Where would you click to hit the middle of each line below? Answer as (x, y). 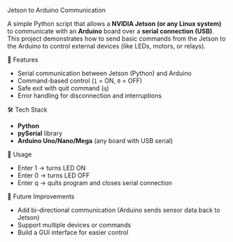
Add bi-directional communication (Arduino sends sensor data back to (119, 210)
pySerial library (40, 133)
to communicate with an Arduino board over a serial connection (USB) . (111, 31)
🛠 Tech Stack (27, 109)
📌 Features (23, 60)
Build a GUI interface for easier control (73, 232)
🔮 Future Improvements (41, 196)
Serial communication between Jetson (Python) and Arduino (105, 73)
